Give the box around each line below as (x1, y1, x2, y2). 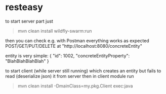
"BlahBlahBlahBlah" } (5, 58, 49, 64)
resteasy (5, 2, 43, 13)
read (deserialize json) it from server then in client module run (5, 73, 134, 79)
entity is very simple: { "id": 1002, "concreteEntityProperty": (5, 52, 130, 59)
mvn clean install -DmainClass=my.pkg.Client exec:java (17, 82, 133, 89)
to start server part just (5, 18, 53, 24)
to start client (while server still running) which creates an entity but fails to (5, 67, 161, 74)
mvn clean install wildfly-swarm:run (17, 28, 92, 34)
